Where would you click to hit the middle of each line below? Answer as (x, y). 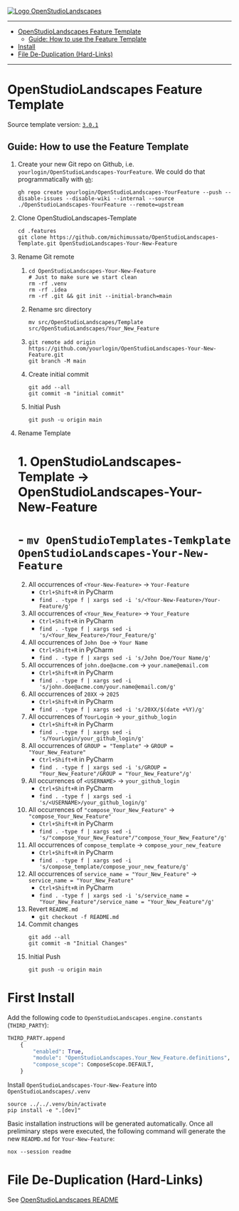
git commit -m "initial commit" (76, 393)
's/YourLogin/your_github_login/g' (91, 738)
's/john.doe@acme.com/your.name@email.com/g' (107, 687)
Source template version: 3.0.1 (53, 124)
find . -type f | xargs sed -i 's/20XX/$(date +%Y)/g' (122, 710)
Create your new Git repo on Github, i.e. (76, 164)
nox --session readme (39, 1152)
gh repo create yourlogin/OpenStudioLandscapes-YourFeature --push (119, 192)
